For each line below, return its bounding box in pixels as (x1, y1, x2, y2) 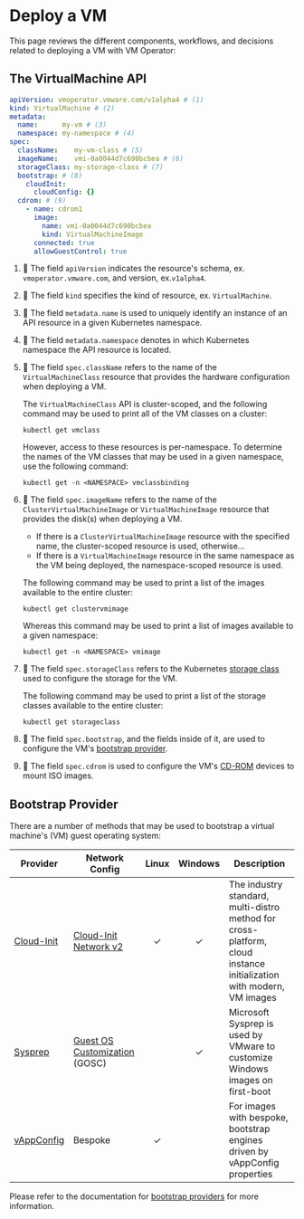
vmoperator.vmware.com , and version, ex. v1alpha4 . (22, 272, 207, 283)
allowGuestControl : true (33, 246, 128, 256)
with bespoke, (228, 1111, 289, 1124)
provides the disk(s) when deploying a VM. (22, 513, 183, 525)
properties (228, 1168, 273, 1181)
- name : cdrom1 (25, 205, 83, 214)
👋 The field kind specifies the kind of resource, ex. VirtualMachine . (22, 290, 272, 301)
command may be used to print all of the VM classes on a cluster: (22, 408, 268, 419)
